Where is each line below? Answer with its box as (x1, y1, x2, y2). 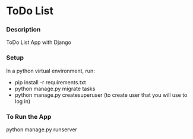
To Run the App (6, 112, 52, 121)
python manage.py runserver (6, 126, 77, 133)
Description (6, 26, 41, 34)
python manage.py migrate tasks (14, 85, 96, 92)
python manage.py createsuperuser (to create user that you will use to (14, 91, 188, 99)
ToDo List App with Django (6, 39, 71, 46)
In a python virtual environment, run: (6, 67, 95, 74)
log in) (14, 97, 31, 105)
